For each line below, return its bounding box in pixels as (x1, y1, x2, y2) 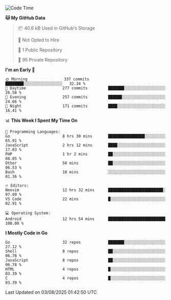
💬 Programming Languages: (5, 129, 60, 134)
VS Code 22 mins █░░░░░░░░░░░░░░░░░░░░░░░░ (5, 196, 166, 202)
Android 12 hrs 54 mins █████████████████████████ (5, 216, 166, 222)
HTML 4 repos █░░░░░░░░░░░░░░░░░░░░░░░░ (5, 267, 166, 272)
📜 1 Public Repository (17, 47, 62, 53)
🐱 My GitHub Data (5, 15, 46, 21)
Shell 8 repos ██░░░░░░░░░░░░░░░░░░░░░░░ (5, 249, 166, 254)
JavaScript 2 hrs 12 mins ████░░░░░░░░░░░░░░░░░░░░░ (5, 143, 166, 148)
